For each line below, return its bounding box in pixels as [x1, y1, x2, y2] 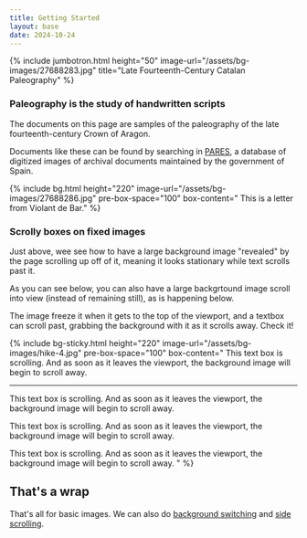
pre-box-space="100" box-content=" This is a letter [98, 193, 294, 204]
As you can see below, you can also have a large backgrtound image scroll [9, 282, 291, 293]
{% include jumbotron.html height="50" [9, 56, 159, 67]
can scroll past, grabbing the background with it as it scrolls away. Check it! [9, 320, 294, 331]
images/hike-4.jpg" [9, 347, 82, 358]
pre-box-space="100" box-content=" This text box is [83, 347, 283, 358]
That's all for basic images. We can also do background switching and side [9, 508, 291, 519]
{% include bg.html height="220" [9, 183, 135, 194]
